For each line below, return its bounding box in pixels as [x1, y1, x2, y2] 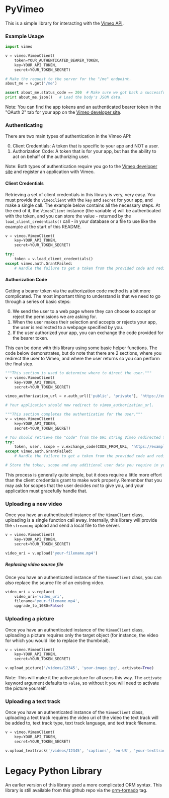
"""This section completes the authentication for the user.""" [5, 412, 143, 417]
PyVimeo [5, 4, 44, 15]
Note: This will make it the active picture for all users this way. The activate [5, 675, 162, 680]
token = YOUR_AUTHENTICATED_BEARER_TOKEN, [14, 58, 100, 63]
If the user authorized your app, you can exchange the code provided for [12, 330, 163, 336]
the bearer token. [12, 335, 49, 341]
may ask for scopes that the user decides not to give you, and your [5, 482, 144, 489]
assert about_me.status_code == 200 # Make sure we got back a [5, 90, 143, 95]
